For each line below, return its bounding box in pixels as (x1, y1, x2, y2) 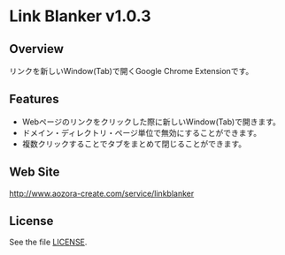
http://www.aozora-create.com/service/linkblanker (9, 188, 195, 199)
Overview (9, 41, 65, 56)
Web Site (9, 165, 60, 180)
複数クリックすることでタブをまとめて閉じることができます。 (21, 139, 246, 149)
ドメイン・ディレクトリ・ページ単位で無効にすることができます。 (21, 127, 262, 138)
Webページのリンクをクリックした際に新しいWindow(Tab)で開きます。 (21, 116, 281, 127)
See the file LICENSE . (9, 236, 88, 248)
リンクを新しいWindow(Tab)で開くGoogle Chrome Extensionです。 (9, 66, 254, 76)
